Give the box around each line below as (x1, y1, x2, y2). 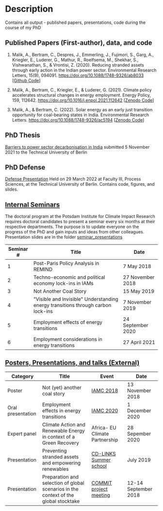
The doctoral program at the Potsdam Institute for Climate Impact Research (5, 213, 155, 219)
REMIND (33, 266, 52, 273)
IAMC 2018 (91, 388, 118, 394)
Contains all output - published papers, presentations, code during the (5, 19, 146, 25)
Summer (91, 457, 111, 463)
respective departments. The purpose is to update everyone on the (5, 224, 139, 229)
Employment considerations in (33, 336, 103, 343)
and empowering (42, 459, 81, 466)
